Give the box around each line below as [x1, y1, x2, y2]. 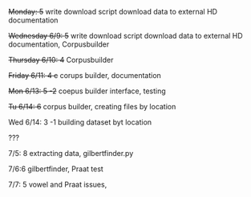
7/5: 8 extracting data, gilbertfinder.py [8, 149, 134, 158]
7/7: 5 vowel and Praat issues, [8, 180, 107, 189]
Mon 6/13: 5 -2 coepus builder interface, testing [8, 86, 166, 96]
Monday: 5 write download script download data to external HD [8, 7, 218, 16]
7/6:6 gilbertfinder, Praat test [8, 164, 104, 174]
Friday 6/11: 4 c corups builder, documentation [8, 71, 162, 80]
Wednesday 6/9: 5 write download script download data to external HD [8, 31, 243, 40]
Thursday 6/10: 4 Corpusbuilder [8, 55, 114, 64]
